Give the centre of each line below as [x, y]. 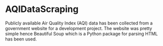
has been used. [21, 39]
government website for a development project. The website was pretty [79, 28]
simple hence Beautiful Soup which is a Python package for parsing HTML [81, 33]
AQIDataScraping [42, 9]
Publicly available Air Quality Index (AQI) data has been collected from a [79, 23]
